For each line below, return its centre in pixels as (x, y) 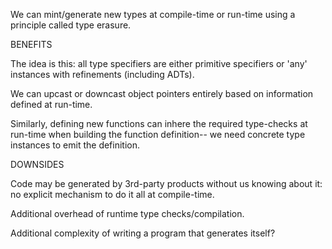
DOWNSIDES (37, 164)
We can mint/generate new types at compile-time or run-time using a (153, 14)
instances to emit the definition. (75, 145)
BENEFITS (31, 44)
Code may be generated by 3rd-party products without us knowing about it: (166, 183)
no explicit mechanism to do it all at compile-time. (112, 194)
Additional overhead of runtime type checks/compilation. (127, 213)
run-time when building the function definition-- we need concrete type (158, 134)
